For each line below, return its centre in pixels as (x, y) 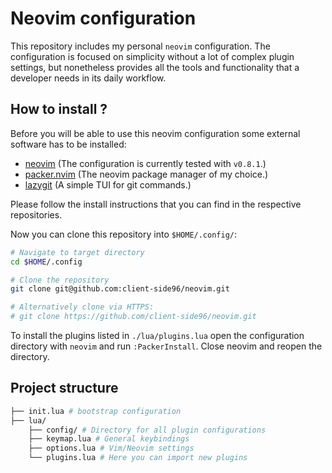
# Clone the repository (60, 280)
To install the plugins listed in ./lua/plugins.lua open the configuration (157, 335)
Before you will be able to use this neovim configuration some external (155, 133)
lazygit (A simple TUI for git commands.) (108, 184)
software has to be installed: (68, 144)
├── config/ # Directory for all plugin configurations (147, 430)
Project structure (64, 388)
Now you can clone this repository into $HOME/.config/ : (124, 234)
